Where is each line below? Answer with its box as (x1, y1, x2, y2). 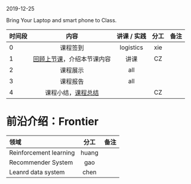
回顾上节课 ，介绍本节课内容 (33, 55, 112, 63)
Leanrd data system (9, 168, 65, 176)
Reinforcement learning (9, 148, 75, 156)
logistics (119, 43, 143, 52)
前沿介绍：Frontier (6, 115, 99, 128)
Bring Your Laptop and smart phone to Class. (6, 17, 117, 23)
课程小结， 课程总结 (45, 89, 100, 96)
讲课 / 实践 (116, 32, 146, 40)
